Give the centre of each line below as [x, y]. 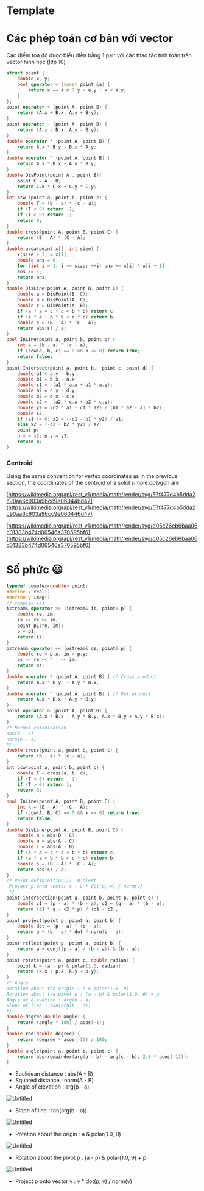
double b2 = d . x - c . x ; [47, 396]
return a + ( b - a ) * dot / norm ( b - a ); [71, 932]
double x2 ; [31, 413]
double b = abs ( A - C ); [47, 841]
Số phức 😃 [34, 570]
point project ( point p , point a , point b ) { [64, 921]
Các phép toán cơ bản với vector [90, 39]
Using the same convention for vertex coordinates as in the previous [92, 476]
